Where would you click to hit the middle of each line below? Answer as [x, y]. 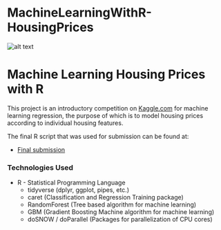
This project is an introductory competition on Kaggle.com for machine [108, 108]
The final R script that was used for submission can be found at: [98, 136]
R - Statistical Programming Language [71, 183]
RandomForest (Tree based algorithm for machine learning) [112, 204]
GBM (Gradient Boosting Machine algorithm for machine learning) [121, 212]
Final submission [41, 149]
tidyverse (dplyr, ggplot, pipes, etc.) [78, 190]
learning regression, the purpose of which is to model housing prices [105, 115]
